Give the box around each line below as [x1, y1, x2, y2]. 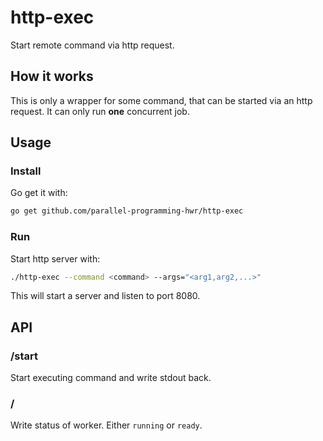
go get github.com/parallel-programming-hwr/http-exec [10, 206, 244, 216]
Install [10, 164, 42, 178]
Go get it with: [10, 187, 68, 199]
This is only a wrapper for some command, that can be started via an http [10, 94, 313, 106]
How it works [10, 68, 94, 85]
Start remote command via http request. [10, 39, 175, 51]
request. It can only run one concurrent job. [10, 105, 190, 117]
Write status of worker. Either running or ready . [10, 419, 203, 431]
